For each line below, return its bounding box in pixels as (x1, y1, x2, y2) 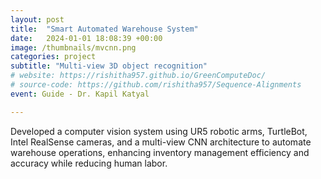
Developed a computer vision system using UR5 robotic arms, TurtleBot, (10, 125, 308, 137)
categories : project (10, 52, 97, 62)
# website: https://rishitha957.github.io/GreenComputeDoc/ (10, 71, 267, 81)
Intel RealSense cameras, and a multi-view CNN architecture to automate (10, 136, 312, 148)
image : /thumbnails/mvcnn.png (10, 42, 137, 53)
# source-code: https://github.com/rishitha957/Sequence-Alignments (10, 80, 302, 90)
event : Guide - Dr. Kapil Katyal (10, 89, 150, 99)
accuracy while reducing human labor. (10, 157, 168, 169)
